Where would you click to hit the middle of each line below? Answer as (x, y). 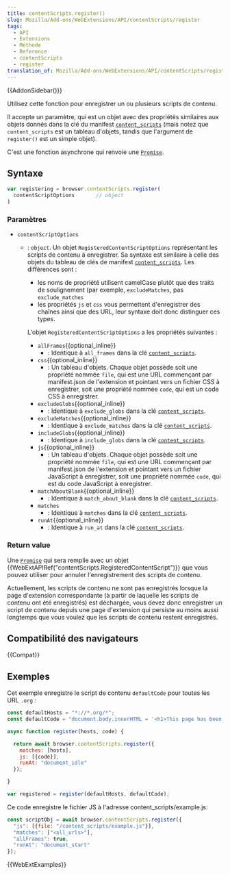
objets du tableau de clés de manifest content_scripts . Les (111, 262)
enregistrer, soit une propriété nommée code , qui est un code (133, 389)
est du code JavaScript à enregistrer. (100, 484)
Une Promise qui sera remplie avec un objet (68, 560)
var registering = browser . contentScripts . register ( (84, 189)
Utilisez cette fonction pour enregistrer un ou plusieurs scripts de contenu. (112, 103)
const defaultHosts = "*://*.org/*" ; (61, 713)
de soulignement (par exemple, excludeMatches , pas (110, 290)
